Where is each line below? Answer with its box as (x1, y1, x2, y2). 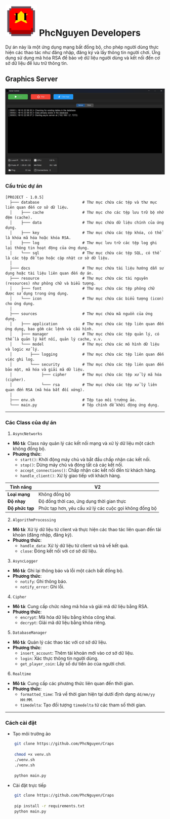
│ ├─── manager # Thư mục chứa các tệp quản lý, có (10, 331, 159, 337)
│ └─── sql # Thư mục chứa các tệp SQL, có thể (10, 250, 159, 255)
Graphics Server (5, 75, 58, 84)
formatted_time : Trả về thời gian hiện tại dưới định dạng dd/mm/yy (20, 691, 155, 697)
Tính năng (10, 483, 32, 490)
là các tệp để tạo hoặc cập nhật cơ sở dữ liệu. (5, 255, 110, 260)
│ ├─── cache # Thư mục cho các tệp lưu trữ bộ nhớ (10, 210, 164, 215)
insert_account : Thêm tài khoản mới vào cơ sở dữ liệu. (20, 650, 134, 656)
